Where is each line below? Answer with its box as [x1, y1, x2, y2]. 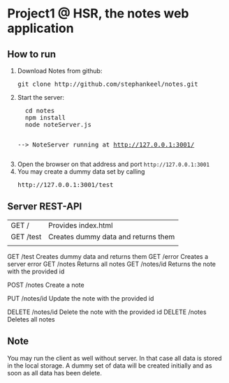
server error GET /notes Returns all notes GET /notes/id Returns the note [7, 260, 216, 268]
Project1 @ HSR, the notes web [7, 6, 189, 22]
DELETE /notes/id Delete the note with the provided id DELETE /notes [7, 308, 207, 316]
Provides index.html [48, 220, 113, 230]
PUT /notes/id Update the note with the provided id [7, 294, 154, 302]
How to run [7, 48, 57, 60]
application [7, 20, 75, 36]
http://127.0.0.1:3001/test [17, 181, 114, 188]
